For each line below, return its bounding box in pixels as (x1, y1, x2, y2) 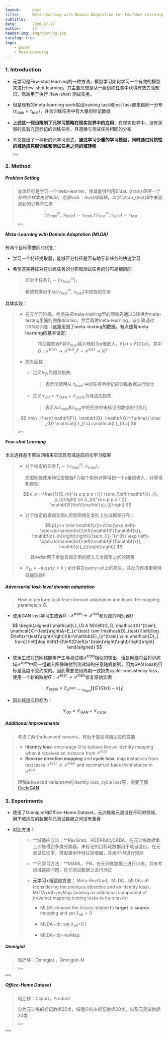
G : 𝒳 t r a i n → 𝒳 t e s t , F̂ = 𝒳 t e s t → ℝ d (37, 347, 108, 354)
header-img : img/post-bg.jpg (5, 31, 66, 36)
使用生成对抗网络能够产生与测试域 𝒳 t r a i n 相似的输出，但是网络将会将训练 (12, 654, 161, 661)
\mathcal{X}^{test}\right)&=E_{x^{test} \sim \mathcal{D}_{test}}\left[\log (10, 628, 159, 634)
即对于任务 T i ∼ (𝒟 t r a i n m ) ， (25, 276, 80, 284)
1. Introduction (5, 66, 41, 73)
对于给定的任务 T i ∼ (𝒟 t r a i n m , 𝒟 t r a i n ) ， (25, 462, 102, 470)
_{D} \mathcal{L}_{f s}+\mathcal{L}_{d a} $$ (45, 421, 137, 427)
